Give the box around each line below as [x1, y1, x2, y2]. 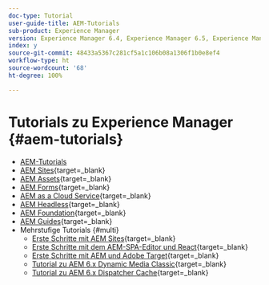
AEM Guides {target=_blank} [19, 216, 113, 226]
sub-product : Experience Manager [8, 26, 120, 35]
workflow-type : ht [8, 57, 70, 65]
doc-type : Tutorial [8, 11, 74, 20]
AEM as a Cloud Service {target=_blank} [19, 190, 152, 201]
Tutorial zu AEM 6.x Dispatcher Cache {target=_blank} [31, 267, 209, 277]
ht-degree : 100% [8, 71, 62, 79]
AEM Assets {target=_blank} [19, 173, 112, 183]
